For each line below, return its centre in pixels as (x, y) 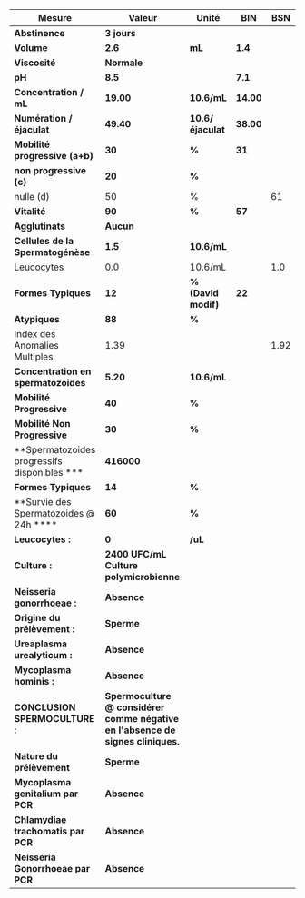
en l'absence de (140, 730)
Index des (35, 334)
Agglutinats (40, 226)
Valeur (143, 18)
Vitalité (30, 211)
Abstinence (39, 33)
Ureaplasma (41, 644)
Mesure (55, 18)
